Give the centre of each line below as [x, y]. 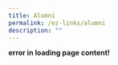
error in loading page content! [59, 53]
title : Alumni [32, 15]
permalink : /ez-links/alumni [57, 23]
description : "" [35, 30]
